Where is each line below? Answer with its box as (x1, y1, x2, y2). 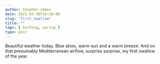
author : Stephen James (5, 7, 51, 12)
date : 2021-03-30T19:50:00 (5, 12, 60, 16)
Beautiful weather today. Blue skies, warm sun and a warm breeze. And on (5, 43, 155, 48)
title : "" (5, 20, 25, 26)
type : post (5, 30, 27, 34)
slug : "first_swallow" (5, 16, 51, 21)
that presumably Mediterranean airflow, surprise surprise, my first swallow (5, 48, 155, 54)
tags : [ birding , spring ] (5, 25, 60, 30)
